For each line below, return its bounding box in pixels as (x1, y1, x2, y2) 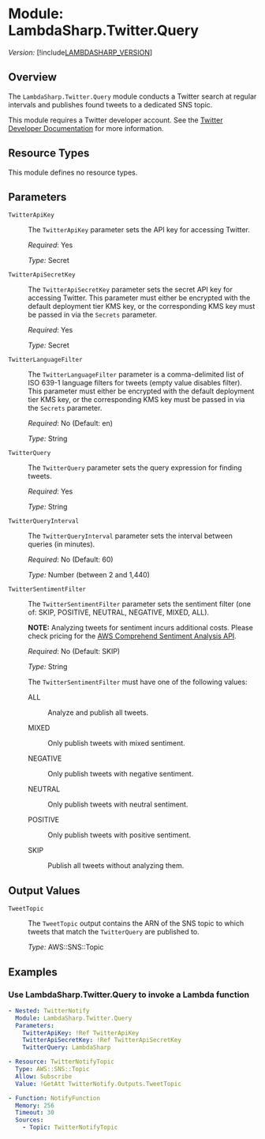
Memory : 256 (15, 1101, 55, 1110)
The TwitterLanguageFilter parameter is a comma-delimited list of (28, 370, 244, 379)
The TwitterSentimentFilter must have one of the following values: (28, 677, 248, 687)
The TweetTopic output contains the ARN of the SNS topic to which (28, 919, 244, 928)
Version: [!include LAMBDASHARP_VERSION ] (8, 47, 153, 57)
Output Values (8, 884, 80, 897)
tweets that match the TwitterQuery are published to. (28, 927, 200, 937)
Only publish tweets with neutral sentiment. (47, 799, 188, 810)
